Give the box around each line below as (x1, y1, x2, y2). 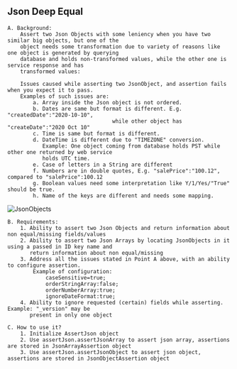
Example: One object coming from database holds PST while (42, 142, 221, 150)
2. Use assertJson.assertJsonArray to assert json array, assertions (20, 336, 231, 343)
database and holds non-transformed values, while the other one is (20, 55, 227, 62)
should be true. (7, 186, 55, 193)
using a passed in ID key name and (7, 243, 113, 250)
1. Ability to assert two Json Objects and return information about (20, 224, 231, 231)
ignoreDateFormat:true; (45, 292, 116, 300)
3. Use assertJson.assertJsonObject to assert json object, (20, 348, 202, 356)
